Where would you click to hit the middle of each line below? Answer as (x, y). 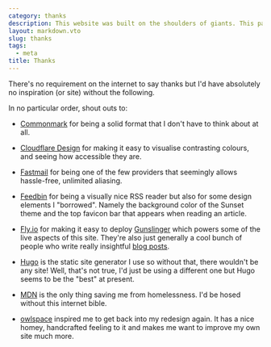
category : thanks (38, 16)
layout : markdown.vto (45, 31)
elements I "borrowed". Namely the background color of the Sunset (132, 205)
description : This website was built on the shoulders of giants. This (131, 23)
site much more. (47, 336)
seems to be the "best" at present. (77, 278)
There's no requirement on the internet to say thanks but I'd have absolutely (134, 84)
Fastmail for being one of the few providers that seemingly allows (129, 172)
